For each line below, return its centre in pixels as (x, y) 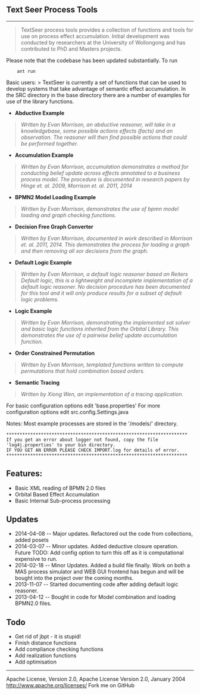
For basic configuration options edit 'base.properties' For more (83, 406)
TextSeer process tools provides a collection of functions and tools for (107, 30)
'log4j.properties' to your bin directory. (61, 445)
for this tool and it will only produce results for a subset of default (101, 293)
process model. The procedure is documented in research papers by (105, 179)
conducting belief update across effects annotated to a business (100, 173)
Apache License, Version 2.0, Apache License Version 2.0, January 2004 (96, 679)
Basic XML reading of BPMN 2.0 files (60, 488)
